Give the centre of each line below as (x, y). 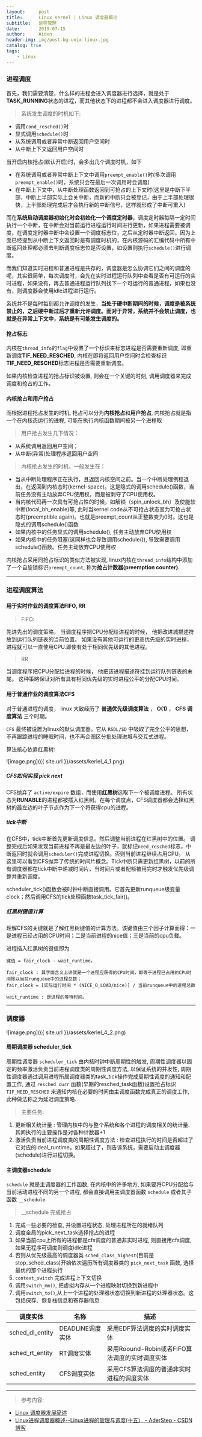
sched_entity (27, 1374)
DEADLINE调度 (80, 1328)
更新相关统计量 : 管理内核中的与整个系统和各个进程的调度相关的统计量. (102, 1125)
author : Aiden (29, 34)
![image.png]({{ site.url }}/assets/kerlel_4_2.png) (66, 1032)
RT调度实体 (75, 1353)
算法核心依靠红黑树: (31, 749)
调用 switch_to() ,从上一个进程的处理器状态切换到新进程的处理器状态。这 (104, 1293)
